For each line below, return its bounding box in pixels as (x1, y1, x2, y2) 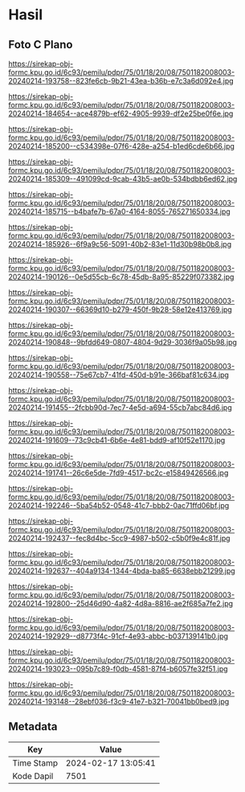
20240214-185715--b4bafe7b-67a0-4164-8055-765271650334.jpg (8, 207, 231, 216)
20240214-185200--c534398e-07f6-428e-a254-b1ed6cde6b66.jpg (8, 142, 235, 150)
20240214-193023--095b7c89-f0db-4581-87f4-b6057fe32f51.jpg (8, 664, 228, 673)
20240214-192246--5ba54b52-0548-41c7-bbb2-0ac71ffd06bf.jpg (8, 501, 230, 510)
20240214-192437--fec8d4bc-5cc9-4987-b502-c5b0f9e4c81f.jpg (8, 533, 231, 543)
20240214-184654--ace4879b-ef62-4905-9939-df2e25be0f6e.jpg (8, 109, 234, 118)
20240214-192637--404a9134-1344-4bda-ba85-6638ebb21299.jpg (8, 566, 235, 576)
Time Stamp (12, 757, 59, 769)
